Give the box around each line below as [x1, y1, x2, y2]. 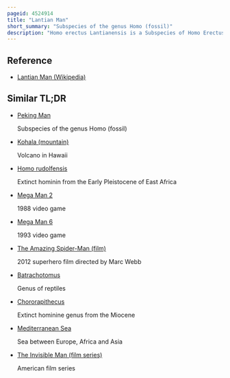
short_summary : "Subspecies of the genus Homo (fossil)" [7, 23, 173, 30]
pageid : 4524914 [7, 10, 53, 17]
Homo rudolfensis [16, 164, 68, 173]
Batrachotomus [16, 271, 60, 279]
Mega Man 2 [16, 190, 53, 199]
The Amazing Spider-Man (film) [16, 244, 106, 252]
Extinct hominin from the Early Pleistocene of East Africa [16, 177, 177, 186]
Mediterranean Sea [16, 324, 72, 332]
